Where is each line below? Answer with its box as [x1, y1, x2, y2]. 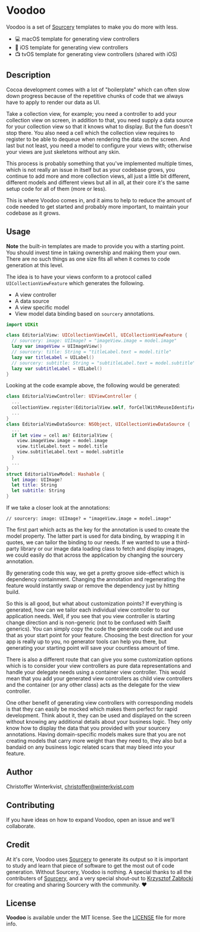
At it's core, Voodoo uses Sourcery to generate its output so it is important [6, 856, 189, 863]
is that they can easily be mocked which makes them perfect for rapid [6, 705, 177, 713]
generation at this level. [6, 261, 64, 269]
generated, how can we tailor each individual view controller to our [6, 606, 170, 613]
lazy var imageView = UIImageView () [11, 344, 102, 350]
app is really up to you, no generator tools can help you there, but [6, 638, 167, 645]
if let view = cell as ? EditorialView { [11, 432, 113, 439]
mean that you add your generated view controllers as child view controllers [6, 675, 193, 682]
